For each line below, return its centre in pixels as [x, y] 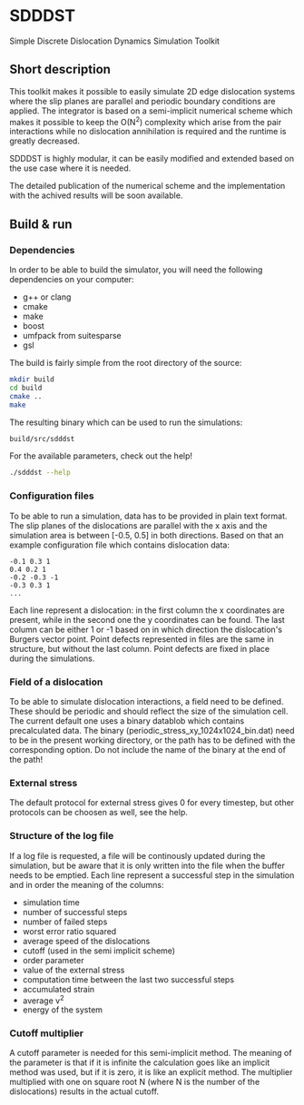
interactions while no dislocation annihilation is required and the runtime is [148, 132]
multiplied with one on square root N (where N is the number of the [135, 1082]
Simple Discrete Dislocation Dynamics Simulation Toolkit [115, 41]
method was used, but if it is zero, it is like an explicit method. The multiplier [151, 1072]
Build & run [41, 224]
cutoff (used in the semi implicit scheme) [98, 951]
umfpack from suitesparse [72, 336]
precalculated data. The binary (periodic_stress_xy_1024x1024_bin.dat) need [152, 730]
